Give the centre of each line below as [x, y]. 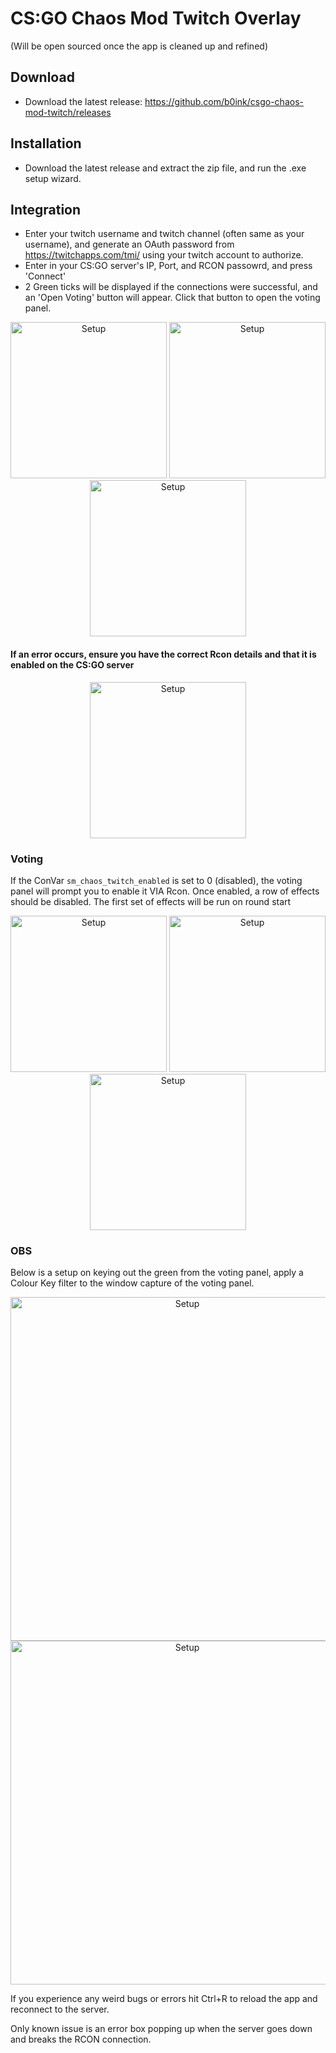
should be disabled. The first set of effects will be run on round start [151, 901]
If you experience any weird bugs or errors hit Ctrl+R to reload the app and [164, 1999]
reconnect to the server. [60, 2009]
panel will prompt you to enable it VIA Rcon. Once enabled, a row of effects [165, 891]
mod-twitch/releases [68, 112]
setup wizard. [53, 178]
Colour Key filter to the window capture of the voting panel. [132, 1283]
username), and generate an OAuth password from [129, 244]
